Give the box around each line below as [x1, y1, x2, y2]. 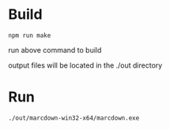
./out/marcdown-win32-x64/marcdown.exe [8, 114, 140, 122]
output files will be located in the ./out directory [8, 61, 163, 70]
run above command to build [8, 45, 102, 54]
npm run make [8, 31, 51, 39]
